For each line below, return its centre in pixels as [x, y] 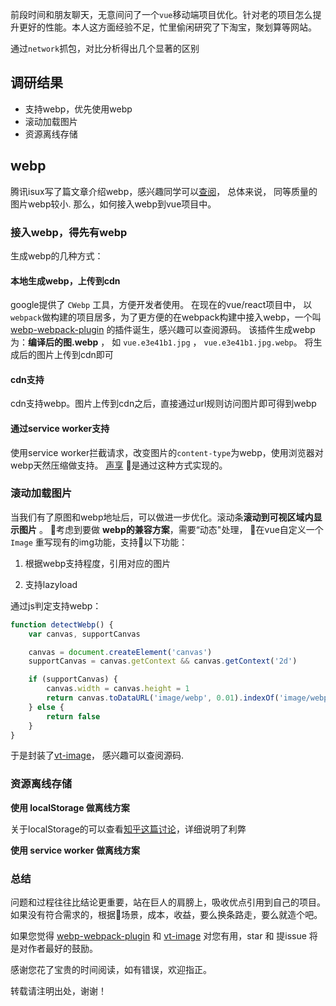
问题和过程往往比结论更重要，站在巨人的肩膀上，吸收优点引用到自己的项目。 [168, 902]
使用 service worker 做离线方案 [75, 850]
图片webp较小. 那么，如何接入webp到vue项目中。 [113, 204]
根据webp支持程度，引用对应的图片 [98, 563]
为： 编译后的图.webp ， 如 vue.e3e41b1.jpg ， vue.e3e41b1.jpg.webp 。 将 [162, 342]
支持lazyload [51, 584]
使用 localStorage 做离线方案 [70, 807]
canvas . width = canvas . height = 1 [118, 689]
